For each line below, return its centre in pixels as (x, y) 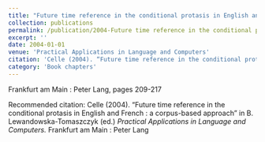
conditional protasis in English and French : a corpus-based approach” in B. (131, 113)
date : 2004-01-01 (37, 45)
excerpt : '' (28, 37)
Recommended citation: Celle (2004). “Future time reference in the (117, 104)
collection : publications (50, 23)
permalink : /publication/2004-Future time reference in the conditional (130, 30)
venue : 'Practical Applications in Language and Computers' (109, 52)
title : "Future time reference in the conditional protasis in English (128, 15)
